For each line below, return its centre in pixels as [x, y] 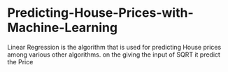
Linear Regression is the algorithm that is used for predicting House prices [114, 47]
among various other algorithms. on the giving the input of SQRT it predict [114, 55]
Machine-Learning [62, 28]
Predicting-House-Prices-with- [100, 13]
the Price [20, 62]
